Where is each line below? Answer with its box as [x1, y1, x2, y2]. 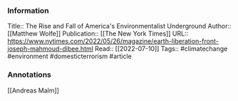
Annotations [7, 70, 51, 80]
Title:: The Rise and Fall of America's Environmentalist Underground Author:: [7, 22, 232, 31]
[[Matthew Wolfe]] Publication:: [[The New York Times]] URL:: [7, 29, 189, 38]
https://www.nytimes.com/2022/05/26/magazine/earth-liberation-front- [7, 37, 219, 46]
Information [7, 6, 49, 16]
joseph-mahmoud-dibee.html [7, 45, 94, 53]
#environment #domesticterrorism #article [7, 52, 132, 60]
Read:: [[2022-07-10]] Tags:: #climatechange [95, 45, 228, 53]
